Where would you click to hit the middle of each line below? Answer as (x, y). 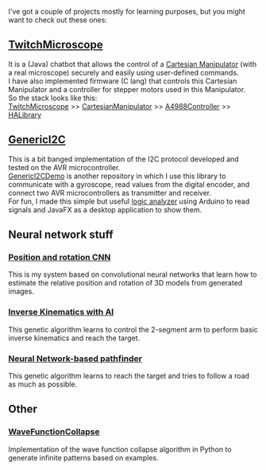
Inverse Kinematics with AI (61, 312)
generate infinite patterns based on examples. (83, 457)
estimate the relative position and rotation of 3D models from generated (125, 283)
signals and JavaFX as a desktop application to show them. (105, 209)
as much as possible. (43, 384)
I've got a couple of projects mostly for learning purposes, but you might (127, 12)
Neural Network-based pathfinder (75, 359)
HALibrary (25, 115)
